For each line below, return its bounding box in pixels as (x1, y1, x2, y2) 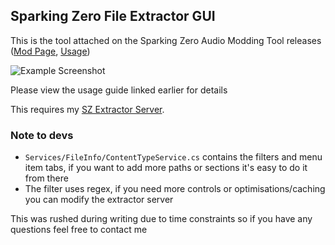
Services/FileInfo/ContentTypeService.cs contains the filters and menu (24, 151, 323, 163)
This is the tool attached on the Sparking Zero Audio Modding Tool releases (10, 34, 322, 46)
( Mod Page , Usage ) (10, 45, 91, 57)
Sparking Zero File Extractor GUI (10, 8, 216, 25)
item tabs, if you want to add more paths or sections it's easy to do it (24, 162, 308, 174)
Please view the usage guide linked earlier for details (10, 84, 228, 96)
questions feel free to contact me (10, 224, 148, 236)
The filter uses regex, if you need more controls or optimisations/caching (24, 183, 326, 195)
